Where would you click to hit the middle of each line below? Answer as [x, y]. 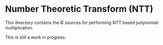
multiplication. [19, 27]
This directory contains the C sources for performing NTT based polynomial [82, 22]
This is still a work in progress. [36, 37]
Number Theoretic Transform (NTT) [79, 9]
